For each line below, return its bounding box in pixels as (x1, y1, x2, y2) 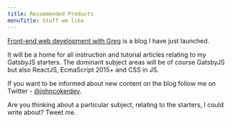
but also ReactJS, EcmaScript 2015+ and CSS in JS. (7, 65, 159, 74)
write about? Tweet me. (7, 108, 77, 116)
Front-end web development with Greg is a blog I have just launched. (7, 36, 210, 45)
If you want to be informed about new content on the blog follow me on (7, 79, 216, 87)
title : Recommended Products (7, 10, 94, 18)
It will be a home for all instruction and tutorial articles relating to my (7, 50, 206, 59)
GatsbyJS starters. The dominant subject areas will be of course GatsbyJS (7, 57, 226, 66)
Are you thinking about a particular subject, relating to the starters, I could (7, 100, 224, 109)
